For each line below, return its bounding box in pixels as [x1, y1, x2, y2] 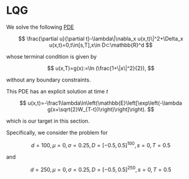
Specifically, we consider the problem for [6, 129, 108, 136]
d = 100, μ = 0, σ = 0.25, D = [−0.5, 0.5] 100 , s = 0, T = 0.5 [31, 140, 171, 148]
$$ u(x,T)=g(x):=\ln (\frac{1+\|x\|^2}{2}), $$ [47, 64, 155, 72]
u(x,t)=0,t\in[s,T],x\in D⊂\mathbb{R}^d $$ [49, 41, 153, 48]
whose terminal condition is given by [6, 53, 97, 60]
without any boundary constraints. [6, 76, 91, 83]
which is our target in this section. [6, 117, 90, 125]
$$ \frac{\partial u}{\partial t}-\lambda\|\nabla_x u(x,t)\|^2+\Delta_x [18, 35, 184, 42]
